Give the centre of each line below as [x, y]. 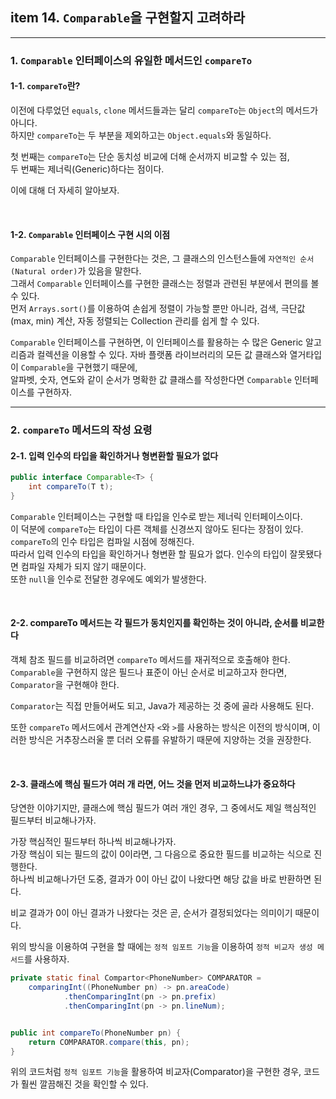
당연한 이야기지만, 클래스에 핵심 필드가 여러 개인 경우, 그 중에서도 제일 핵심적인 [163, 808]
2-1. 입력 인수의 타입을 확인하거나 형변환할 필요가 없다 [114, 455]
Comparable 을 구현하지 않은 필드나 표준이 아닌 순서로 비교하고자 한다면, [149, 672]
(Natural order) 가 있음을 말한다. [76, 271]
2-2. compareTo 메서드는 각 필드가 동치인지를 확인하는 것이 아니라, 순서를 [154, 623]
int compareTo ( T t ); [71, 487]
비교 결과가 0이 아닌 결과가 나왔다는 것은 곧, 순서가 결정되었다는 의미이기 [151, 913]
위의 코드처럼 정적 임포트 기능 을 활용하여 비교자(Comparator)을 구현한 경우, [156, 1072]
